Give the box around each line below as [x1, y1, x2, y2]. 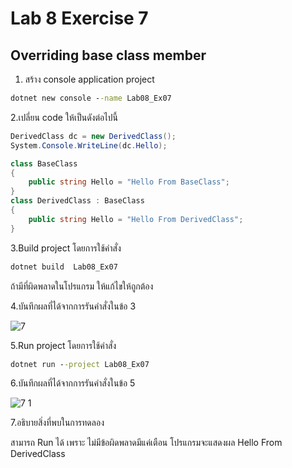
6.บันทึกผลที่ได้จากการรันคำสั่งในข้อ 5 [10, 377, 136, 389]
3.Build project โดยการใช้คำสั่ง [10, 242, 122, 254]
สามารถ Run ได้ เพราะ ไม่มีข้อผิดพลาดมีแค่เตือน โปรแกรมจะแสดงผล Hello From [10, 437, 283, 449]
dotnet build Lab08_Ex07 [10, 262, 118, 272]
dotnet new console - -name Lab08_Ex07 [10, 93, 172, 103]
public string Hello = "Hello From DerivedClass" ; [28, 214, 244, 224]
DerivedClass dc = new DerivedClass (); [10, 131, 177, 141]
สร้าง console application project [24, 73, 155, 85]
